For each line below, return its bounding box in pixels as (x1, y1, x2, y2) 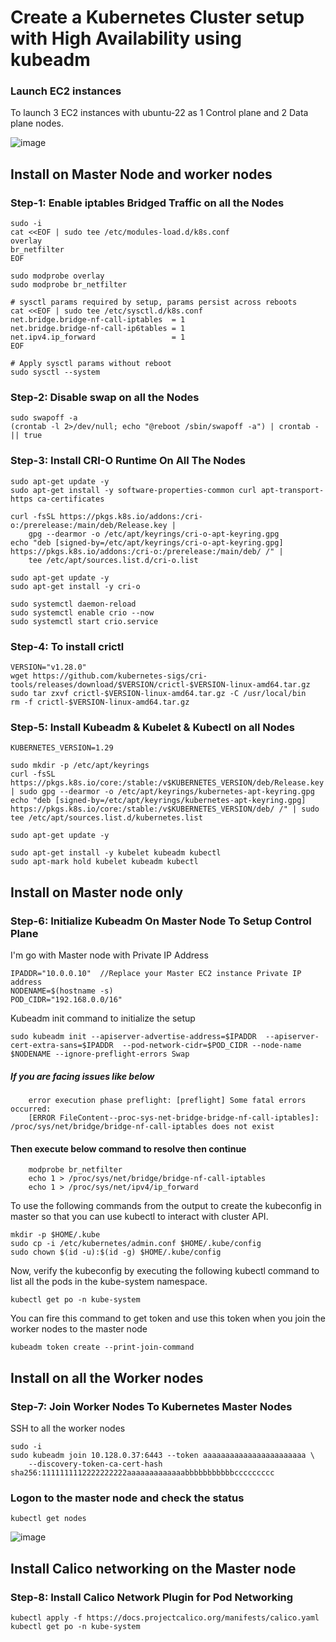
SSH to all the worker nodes (10, 1422, 126, 1434)
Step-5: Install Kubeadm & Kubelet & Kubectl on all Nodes (10, 720, 295, 734)
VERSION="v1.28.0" (10, 662, 87, 673)
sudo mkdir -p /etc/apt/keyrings (10, 761, 150, 771)
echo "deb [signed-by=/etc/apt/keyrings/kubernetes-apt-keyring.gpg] (10, 796, 307, 806)
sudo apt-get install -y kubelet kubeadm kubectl (10, 848, 222, 858)
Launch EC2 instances (10, 84, 122, 98)
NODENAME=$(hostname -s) (10, 986, 114, 996)
